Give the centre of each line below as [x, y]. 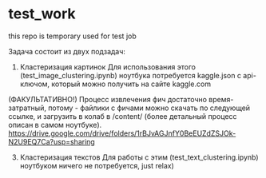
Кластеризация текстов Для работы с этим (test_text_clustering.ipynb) [139, 157]
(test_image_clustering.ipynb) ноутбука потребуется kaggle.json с [131, 75]
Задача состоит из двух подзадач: [67, 51]
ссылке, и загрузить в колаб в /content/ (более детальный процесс [123, 116]
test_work [42, 14]
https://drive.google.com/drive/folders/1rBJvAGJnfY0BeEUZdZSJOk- [122, 133]
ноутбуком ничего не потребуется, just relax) [97, 165]
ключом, [35, 84]
